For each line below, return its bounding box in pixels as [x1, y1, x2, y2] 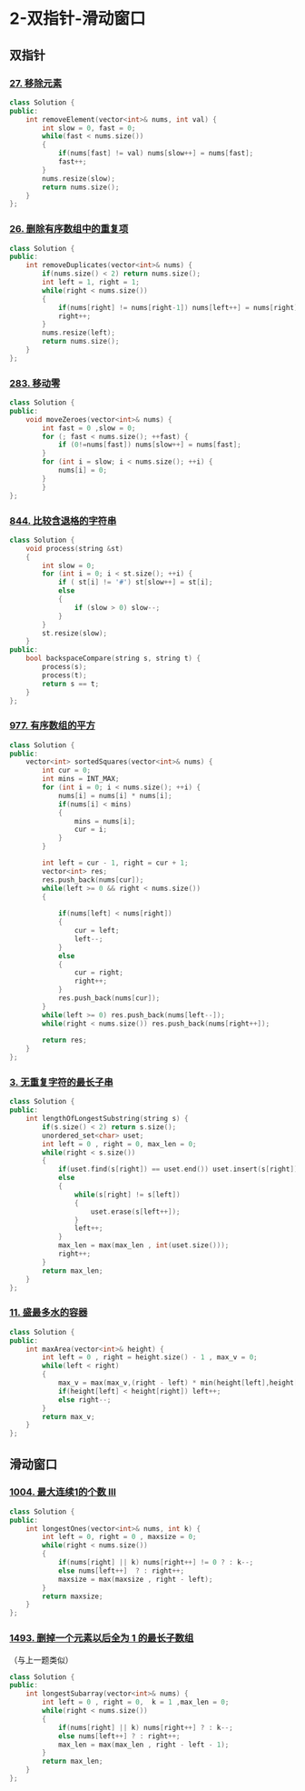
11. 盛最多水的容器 [9, 1306, 88, 1319]
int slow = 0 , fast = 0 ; [42, 124, 136, 133]
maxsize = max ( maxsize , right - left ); [57, 1575, 213, 1584]
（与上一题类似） [9, 1654, 74, 1665]
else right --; [57, 1395, 112, 1405]
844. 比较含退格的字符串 [9, 515, 117, 527]
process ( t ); [42, 670, 88, 680]
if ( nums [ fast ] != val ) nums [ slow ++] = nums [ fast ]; [57, 149, 254, 158]
